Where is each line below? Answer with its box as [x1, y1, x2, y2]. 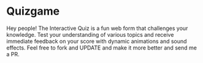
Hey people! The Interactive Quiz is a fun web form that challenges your [6, 24, 188, 32]
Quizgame [6, 4, 60, 18]
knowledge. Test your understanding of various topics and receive [6, 31, 174, 38]
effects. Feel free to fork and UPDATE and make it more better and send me [6, 44, 197, 51]
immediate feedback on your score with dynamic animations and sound [6, 37, 187, 45]
